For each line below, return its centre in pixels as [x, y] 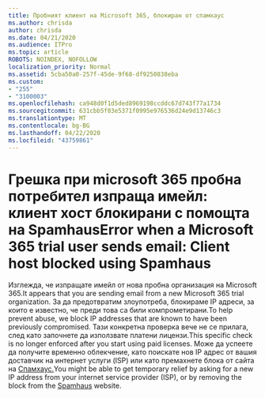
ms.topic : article [38, 52]
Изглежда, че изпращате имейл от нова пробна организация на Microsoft [132, 285]
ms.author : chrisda [40, 23]
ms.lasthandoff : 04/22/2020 [55, 133]
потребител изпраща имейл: [108, 196]
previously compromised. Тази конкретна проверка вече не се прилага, [129, 327]
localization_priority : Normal [60, 67]
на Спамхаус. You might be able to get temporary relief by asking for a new [131, 369]
